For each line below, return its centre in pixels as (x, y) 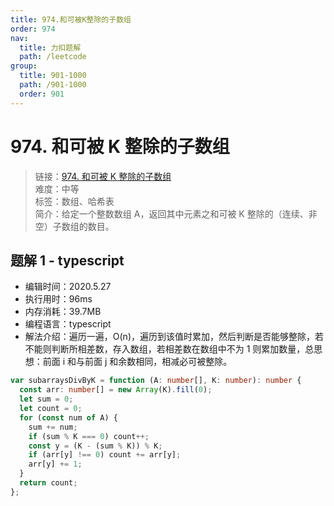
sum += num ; (53, 427)
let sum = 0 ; (46, 399)
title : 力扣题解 (50, 47)
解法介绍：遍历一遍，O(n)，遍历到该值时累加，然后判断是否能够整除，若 (174, 337)
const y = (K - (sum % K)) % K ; (95, 446)
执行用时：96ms (58, 299)
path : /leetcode (53, 57)
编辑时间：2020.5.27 (68, 287)
